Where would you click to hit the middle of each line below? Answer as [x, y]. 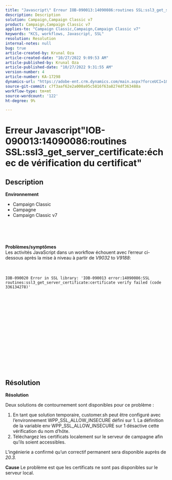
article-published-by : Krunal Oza [42, 63]
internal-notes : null [28, 44]
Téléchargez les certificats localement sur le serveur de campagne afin [88, 437]
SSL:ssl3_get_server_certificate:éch [84, 152]
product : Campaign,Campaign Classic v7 [48, 24]
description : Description [33, 15]
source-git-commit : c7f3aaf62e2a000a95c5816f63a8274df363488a [73, 86]
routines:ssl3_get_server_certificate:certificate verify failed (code [83, 283]
